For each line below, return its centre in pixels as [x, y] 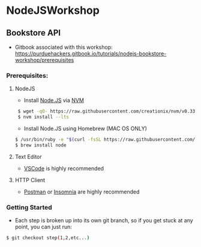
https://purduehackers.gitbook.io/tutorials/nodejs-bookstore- [91, 54]
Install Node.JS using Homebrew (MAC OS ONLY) [85, 129]
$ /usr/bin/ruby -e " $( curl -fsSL [58, 140]
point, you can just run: [43, 227]
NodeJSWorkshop [53, 11]
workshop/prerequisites [44, 60]
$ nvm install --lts [43, 117]
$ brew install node [40, 145]
